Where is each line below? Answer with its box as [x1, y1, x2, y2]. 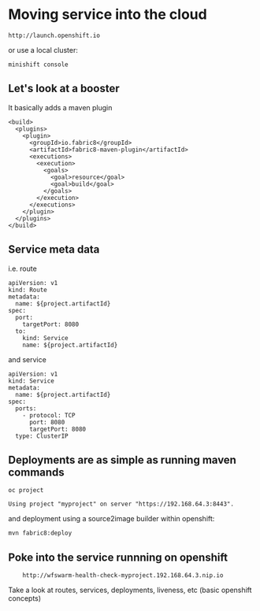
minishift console [8, 61, 69, 69]
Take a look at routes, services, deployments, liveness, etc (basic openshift [8, 585, 252, 595]
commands [8, 465, 65, 479]
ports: [15, 404, 37, 413]
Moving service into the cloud [8, 6, 207, 24]
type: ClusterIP [15, 431, 69, 440]
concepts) [8, 594, 42, 603]
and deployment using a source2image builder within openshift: [8, 514, 215, 524]
